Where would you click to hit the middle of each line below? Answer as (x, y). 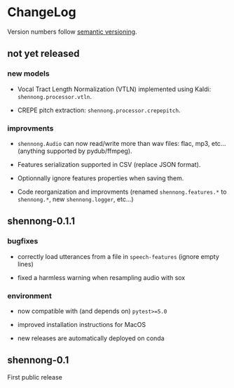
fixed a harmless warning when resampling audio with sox (101, 277)
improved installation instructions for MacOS (81, 324)
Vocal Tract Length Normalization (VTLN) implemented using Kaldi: (114, 89)
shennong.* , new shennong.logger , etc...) (76, 199)
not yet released (43, 54)
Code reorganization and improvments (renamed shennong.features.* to (122, 192)
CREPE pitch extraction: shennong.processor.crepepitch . (99, 110)
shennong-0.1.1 (41, 221)
